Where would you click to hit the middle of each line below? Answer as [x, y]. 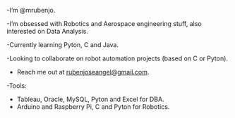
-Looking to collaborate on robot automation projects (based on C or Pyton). [117, 58]
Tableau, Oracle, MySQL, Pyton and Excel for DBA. [90, 99]
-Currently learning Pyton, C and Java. [63, 45]
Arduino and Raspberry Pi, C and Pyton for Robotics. [93, 107]
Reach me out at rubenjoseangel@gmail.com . [83, 72]
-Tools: [17, 86]
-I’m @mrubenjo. [31, 10]
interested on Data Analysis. [48, 31]
